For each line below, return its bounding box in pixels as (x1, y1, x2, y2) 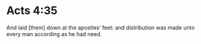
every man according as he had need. (6, 30, 102, 37)
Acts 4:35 (6, 4, 58, 18)
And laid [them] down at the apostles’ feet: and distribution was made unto (6, 24, 195, 31)
